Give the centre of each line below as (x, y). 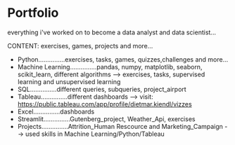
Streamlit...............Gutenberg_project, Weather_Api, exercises (106, 119)
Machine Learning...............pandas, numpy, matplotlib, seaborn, (110, 67)
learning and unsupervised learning (69, 81)
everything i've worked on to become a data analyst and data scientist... (112, 32)
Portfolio (33, 13)
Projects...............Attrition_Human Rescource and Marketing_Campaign (120, 126)
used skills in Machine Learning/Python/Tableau (95, 134)
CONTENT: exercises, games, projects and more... (80, 46)
